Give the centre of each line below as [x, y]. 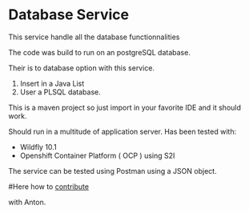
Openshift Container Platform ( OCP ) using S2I [97, 155]
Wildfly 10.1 [38, 147]
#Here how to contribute [49, 187]
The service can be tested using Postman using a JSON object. [113, 171]
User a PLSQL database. [60, 92]
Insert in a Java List [52, 83]
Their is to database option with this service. [81, 68]
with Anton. [27, 202]
